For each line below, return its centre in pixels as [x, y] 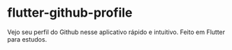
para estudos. [27, 39]
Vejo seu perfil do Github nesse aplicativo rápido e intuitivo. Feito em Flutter [116, 32]
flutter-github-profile [70, 13]
